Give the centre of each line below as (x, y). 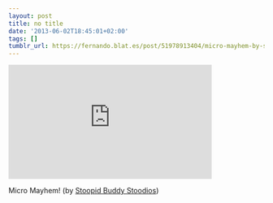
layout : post (30, 16)
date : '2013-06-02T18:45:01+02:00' (69, 31)
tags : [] (23, 39)
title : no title (36, 24)
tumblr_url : (28, 46)
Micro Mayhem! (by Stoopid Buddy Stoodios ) (84, 191)
